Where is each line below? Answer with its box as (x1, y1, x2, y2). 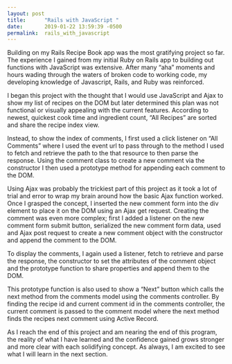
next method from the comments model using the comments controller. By (7, 293, 220, 301)
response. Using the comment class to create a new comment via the (7, 157, 205, 165)
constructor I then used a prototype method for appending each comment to (7, 164, 226, 172)
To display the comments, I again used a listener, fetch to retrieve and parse (7, 250, 224, 258)
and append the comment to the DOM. (7, 236, 117, 245)
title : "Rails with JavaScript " (7, 17, 119, 24)
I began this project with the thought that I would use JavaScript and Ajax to (7, 92, 224, 100)
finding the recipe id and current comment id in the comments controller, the (7, 300, 225, 309)
